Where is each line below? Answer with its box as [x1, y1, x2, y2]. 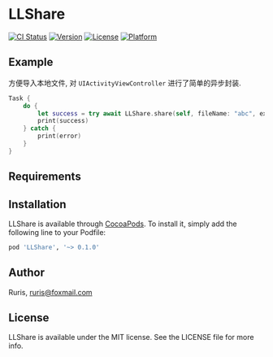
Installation [8, 197, 67, 211]
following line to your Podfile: [8, 227, 106, 237]
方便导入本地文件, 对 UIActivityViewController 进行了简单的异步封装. [8, 78, 241, 88]
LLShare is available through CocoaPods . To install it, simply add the [8, 219, 237, 229]
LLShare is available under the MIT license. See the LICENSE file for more [8, 333, 254, 342]
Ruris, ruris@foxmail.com [8, 287, 93, 297]
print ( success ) [37, 117, 89, 125]
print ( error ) [37, 132, 82, 141]
